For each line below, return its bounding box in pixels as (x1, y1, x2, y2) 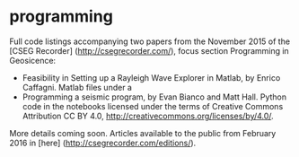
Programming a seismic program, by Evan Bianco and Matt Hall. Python (22, 92, 287, 102)
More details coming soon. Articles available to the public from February (9, 127, 277, 138)
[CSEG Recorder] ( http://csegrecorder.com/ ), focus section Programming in (9, 45, 289, 56)
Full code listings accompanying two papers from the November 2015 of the (9, 36, 290, 47)
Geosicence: (9, 55, 57, 65)
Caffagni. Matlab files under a (22, 82, 133, 92)
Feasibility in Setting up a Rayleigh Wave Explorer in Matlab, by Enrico (22, 72, 281, 83)
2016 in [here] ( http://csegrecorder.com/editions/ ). (9, 137, 197, 148)
